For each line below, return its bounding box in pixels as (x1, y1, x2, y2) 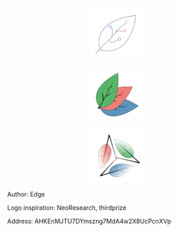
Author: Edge (7, 190, 45, 198)
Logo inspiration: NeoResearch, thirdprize (7, 204, 127, 212)
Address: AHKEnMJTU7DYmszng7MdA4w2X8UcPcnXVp (7, 217, 172, 225)
